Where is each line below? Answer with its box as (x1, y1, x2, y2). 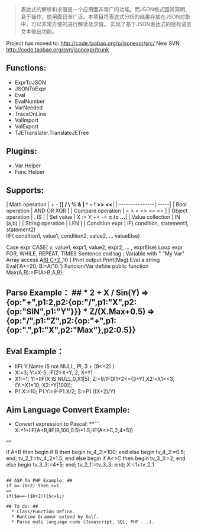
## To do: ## (6, 504, 38, 510)
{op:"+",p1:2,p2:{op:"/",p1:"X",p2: (6, 297, 137, 307)
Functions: (6, 63, 47, 73)
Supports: (6, 186, 44, 196)
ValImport (14, 116, 39, 124)
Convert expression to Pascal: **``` (14, 420, 100, 428)
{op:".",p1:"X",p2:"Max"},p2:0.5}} (6, 325, 136, 335)
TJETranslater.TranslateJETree (14, 129, 89, 136)
